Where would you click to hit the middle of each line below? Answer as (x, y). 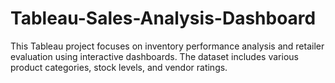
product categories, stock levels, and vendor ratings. (119, 67)
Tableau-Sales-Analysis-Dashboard (163, 18)
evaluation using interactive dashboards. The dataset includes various (154, 56)
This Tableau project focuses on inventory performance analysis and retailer (167, 46)
